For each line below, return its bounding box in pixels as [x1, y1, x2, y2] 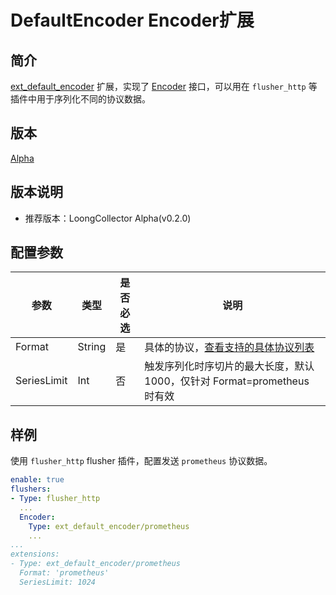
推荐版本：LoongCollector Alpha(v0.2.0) [24, 212, 192, 224]
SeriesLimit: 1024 [19, 577, 97, 587]
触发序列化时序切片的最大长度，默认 [144, 359, 315, 373]
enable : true [10, 475, 65, 485]
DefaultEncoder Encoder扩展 [10, 9, 255, 32]
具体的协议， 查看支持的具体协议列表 [144, 341, 315, 355]
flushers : [10, 484, 52, 495]
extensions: [10, 549, 60, 560]
